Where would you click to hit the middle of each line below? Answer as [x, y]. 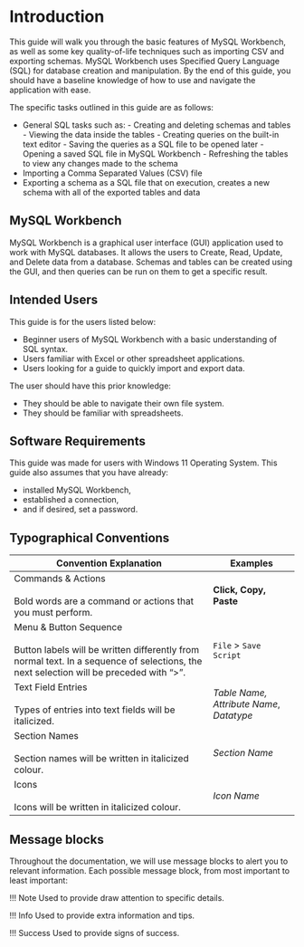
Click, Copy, [240, 590]
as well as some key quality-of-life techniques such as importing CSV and [147, 51]
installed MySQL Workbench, [76, 490]
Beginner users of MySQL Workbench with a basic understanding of [150, 339]
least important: [38, 880]
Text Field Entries [51, 687]
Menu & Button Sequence [68, 627]
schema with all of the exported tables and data [111, 192]
